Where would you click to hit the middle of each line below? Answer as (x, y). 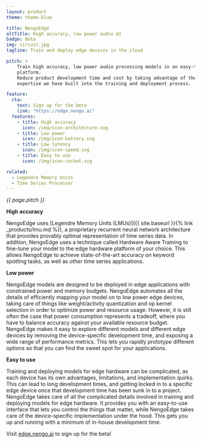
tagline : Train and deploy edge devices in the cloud (75, 51)
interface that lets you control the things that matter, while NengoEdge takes (100, 409)
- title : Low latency (44, 144)
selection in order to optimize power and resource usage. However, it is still (99, 310)
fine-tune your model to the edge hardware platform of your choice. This (96, 248)
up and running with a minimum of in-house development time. (84, 422)
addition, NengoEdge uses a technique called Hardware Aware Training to (97, 242)
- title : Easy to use (44, 156)
